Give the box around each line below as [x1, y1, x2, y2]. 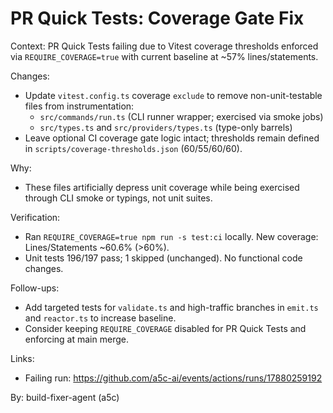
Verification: [10, 211, 61, 223]
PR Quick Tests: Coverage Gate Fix [10, 7, 305, 30]
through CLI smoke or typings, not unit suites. [24, 192, 213, 204]
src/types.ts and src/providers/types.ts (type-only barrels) [39, 121, 293, 133]
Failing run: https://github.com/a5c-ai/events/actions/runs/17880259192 [24, 372, 323, 384]
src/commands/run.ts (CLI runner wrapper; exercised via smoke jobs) [39, 110, 324, 122]
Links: [10, 352, 35, 364]
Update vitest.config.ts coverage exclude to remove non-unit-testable [24, 89, 323, 101]
